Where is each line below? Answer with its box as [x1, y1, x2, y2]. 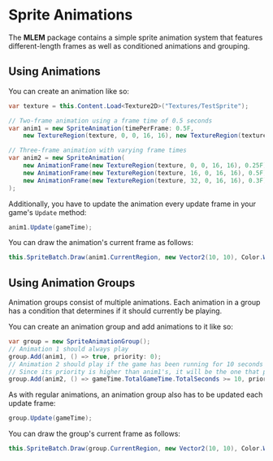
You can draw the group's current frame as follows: [8, 429, 181, 439]
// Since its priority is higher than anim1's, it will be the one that [8, 368, 260, 376]
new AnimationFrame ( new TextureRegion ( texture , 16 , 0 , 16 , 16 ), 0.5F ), [23, 169, 271, 177]
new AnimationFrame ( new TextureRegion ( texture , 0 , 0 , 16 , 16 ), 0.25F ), [23, 162, 271, 170]
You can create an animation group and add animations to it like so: [8, 322, 234, 332]
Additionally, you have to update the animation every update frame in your [8, 199, 256, 209]
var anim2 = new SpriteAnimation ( [8, 154, 126, 162]
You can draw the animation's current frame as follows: [8, 238, 193, 248]
